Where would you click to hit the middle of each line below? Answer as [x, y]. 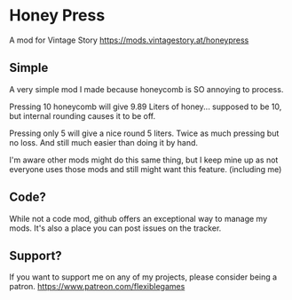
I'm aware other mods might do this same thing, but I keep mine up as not [144, 160]
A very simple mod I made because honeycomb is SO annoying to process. [146, 89]
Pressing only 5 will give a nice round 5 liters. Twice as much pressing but [144, 133]
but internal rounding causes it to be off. [83, 115]
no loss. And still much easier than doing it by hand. [103, 142]
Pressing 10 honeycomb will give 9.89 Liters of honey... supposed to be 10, [146, 107]
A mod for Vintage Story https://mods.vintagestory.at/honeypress [129, 40]
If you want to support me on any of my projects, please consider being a [143, 277]
